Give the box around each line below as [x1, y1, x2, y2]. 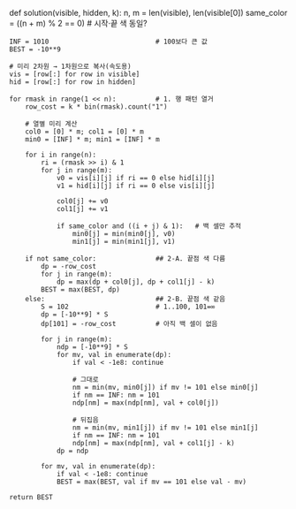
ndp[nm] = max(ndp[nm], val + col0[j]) [72, 399, 219, 407]
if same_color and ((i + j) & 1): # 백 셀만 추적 [56, 222, 241, 231]
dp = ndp [56, 446, 89, 455]
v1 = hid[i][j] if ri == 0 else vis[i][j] [56, 181, 216, 190]
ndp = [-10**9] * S [56, 343, 128, 352]
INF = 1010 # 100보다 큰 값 [9, 37, 208, 46]
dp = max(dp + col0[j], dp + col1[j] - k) [56, 277, 216, 286]
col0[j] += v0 [56, 197, 109, 206]
